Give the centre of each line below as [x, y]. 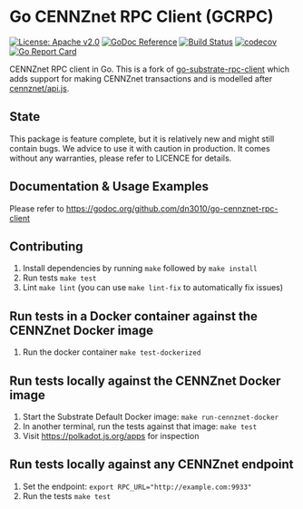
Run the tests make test [67, 495]
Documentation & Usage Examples [109, 186]
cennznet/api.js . [39, 88]
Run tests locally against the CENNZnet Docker [145, 381]
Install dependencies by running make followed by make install [140, 269]
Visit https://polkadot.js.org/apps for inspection [111, 436]
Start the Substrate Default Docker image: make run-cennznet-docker [151, 416]
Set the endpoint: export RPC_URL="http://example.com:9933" [137, 486]
